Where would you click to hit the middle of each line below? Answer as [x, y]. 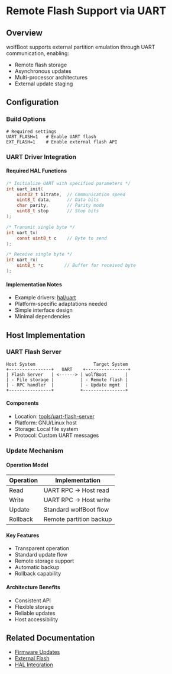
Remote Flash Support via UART [86, 11]
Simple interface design [43, 310]
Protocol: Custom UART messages [57, 435]
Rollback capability [38, 574]
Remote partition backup [78, 519]
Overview [25, 33]
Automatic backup [37, 567]
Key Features [23, 535]
